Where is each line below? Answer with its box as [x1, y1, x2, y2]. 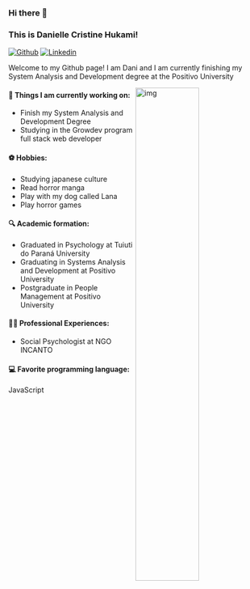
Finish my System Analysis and [19, 108, 123, 118]
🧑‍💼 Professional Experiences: [8, 319, 110, 328]
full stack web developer [19, 133, 102, 144]
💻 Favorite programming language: [8, 364, 131, 374]
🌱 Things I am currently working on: [8, 90, 131, 100]
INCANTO [19, 345, 53, 355]
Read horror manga [19, 182, 85, 193]
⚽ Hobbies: [8, 153, 48, 163]
